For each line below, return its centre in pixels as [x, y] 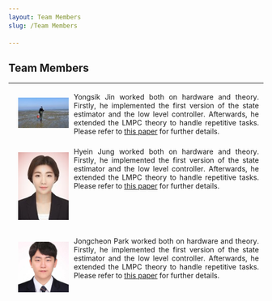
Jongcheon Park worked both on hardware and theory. [166, 241]
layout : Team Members [45, 17]
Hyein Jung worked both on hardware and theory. [166, 152]
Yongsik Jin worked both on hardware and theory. [166, 96]
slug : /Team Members [43, 25]
